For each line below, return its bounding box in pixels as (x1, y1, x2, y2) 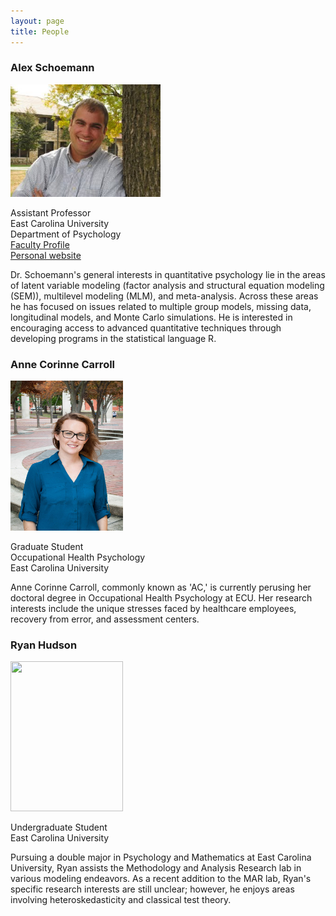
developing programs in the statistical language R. (10, 332, 217, 344)
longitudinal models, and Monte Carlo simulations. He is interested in (10, 311, 293, 323)
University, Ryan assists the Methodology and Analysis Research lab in (10, 862, 302, 874)
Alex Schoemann (10, 61, 95, 75)
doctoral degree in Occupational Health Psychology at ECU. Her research (10, 592, 313, 604)
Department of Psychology (10, 228, 122, 240)
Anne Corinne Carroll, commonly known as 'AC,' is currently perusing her (10, 581, 312, 594)
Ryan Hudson (10, 638, 78, 652)
